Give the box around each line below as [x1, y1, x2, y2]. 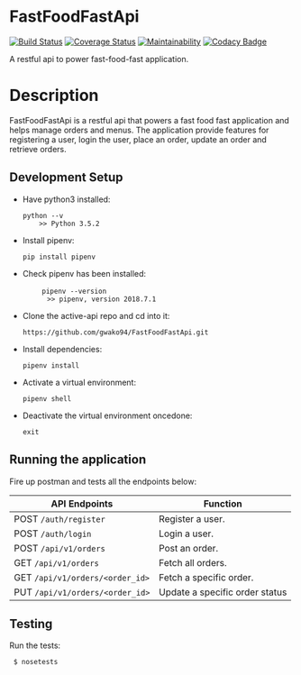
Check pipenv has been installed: [22, 268, 147, 278]
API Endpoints [50, 497, 114, 510]
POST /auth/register [14, 512, 105, 524]
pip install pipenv [22, 252, 96, 261]
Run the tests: [9, 640, 61, 651]
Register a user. [159, 512, 225, 524]
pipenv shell [22, 394, 72, 403]
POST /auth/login [14, 527, 92, 540]
